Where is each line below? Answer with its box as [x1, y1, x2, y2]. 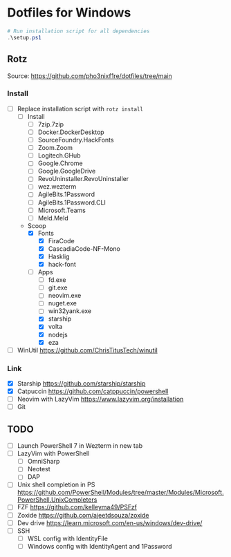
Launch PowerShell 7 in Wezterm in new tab [17, 442, 143, 450]
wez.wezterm [37, 182, 77, 191]
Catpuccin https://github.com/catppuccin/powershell [17, 387, 169, 395]
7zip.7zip [37, 120, 64, 129]
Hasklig [48, 252, 70, 261]
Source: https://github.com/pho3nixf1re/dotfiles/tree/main [7, 71, 172, 80]
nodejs [48, 330, 68, 339]
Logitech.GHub [37, 151, 81, 160]
